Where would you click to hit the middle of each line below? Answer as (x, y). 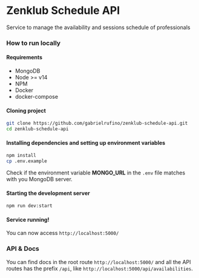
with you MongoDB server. (39, 179)
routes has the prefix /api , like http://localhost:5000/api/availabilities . (100, 268)
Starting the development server (48, 193)
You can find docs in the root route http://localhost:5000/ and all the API (99, 262)
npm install (21, 156)
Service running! (28, 219)
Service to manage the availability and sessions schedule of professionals (98, 27)
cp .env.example (27, 161)
